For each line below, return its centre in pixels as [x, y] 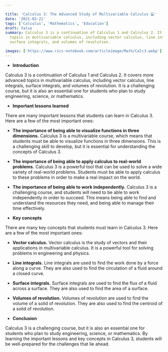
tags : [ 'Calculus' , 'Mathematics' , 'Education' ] [57, 23]
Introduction [25, 65]
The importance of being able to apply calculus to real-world [77, 161]
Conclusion [25, 318]
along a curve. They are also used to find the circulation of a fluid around [87, 268]
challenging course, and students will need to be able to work [76, 192]
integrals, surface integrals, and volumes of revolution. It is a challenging [80, 85]
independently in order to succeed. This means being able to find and [84, 197]
